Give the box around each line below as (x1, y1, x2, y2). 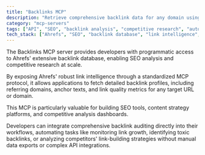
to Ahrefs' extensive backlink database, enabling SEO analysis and (6, 55, 174, 62)
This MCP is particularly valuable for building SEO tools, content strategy (6, 104, 190, 111)
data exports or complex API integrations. (6, 142, 111, 149)
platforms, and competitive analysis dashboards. (6, 111, 129, 118)
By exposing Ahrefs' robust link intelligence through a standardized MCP (6, 73, 189, 80)
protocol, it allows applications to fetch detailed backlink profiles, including (6, 80, 194, 87)
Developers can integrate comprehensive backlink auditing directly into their (6, 122, 198, 129)
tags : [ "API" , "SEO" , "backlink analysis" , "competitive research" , (6, 26, 184, 32)
